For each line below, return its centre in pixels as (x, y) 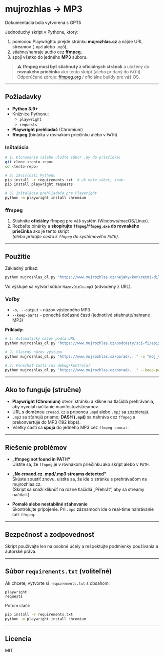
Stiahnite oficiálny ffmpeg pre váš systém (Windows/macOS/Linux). (81, 221)
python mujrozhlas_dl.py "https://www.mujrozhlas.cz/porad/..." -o (75, 356)
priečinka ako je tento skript (41, 231)
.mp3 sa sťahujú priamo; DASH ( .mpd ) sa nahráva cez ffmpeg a (74, 417)
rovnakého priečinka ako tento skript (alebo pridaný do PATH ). (79, 71)
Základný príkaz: (22, 268)
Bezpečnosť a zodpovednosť (50, 535)
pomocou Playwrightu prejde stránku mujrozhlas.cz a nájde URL (77, 41)
